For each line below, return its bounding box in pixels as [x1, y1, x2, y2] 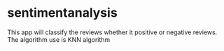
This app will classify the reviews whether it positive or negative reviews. [7, 28, 218, 36]
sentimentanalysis [7, 5, 118, 21]
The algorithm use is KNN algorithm [7, 35, 111, 43]
